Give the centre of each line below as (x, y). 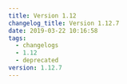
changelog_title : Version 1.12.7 (64, 23)
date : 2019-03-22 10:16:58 (53, 30)
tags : (17, 38)
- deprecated (37, 61)
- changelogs (37, 46)
